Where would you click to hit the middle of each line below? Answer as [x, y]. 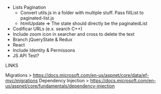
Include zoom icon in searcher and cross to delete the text [73, 34]
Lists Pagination [29, 7]
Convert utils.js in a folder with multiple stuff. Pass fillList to [82, 13]
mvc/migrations [22, 81]
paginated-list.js [37, 18]
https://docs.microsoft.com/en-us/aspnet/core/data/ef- [91, 75]
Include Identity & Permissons [44, 50]
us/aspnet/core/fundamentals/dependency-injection [60, 86]
